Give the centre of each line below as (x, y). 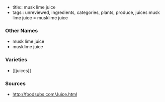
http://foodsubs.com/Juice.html (44, 94)
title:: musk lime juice (34, 7)
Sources (15, 83)
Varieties (16, 60)
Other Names (22, 30)
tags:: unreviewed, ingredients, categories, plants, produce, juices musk (86, 12)
